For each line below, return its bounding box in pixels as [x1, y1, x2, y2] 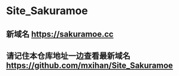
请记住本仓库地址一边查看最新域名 [6, 51, 131, 61]
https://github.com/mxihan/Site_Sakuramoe [6, 60, 173, 70]
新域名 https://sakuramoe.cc [6, 29, 114, 39]
